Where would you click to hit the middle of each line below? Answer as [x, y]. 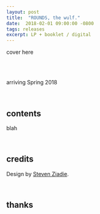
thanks [20, 205]
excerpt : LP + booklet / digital [49, 35]
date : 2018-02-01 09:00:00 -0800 [50, 23]
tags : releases [26, 29]
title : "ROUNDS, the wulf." [43, 18]
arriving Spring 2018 [32, 83]
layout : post [23, 12]
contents [24, 113]
